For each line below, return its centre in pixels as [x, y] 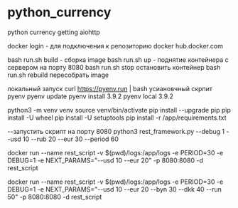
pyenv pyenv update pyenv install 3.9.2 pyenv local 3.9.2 [91, 96]
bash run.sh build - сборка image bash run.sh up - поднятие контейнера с [118, 59]
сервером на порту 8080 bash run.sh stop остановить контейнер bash [114, 67]
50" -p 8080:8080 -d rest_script [55, 197]
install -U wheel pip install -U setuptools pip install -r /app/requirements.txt [117, 118]
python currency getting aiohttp [54, 32]
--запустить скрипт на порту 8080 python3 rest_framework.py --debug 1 [116, 131]
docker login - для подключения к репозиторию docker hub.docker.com [115, 46]
